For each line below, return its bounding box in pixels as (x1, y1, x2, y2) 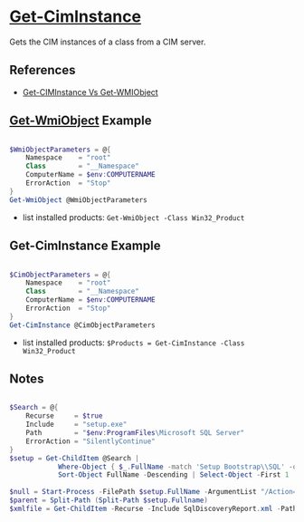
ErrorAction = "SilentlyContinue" (25, 437, 156, 446)
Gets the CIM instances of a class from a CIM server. (9, 36, 206, 47)
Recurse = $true (25, 411, 103, 420)
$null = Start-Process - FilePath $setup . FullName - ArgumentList (9, 488, 257, 497)
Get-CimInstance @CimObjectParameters (9, 320, 156, 330)
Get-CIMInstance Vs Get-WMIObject (22, 86, 158, 97)
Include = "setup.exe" (25, 420, 128, 430)
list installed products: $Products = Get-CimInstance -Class (22, 337, 245, 348)
